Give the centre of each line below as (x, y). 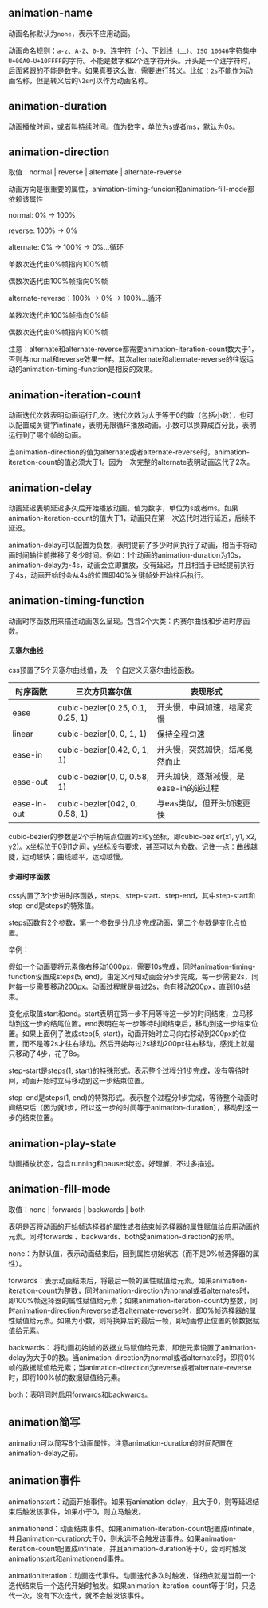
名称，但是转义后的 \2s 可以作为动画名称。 (83, 80)
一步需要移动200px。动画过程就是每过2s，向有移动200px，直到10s (133, 986)
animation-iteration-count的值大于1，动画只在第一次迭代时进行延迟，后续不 (132, 518)
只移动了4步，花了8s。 (46, 1054)
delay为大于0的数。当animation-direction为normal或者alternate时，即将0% (132, 1357)
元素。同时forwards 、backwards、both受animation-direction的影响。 (124, 1236)
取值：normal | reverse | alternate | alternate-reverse (95, 172)
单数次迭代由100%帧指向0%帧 (58, 315)
